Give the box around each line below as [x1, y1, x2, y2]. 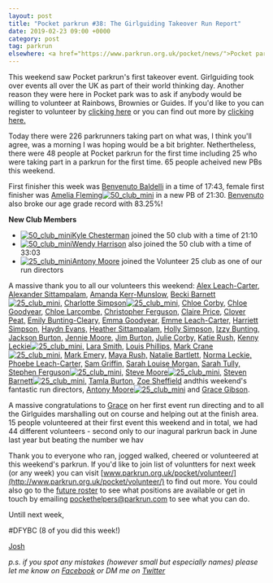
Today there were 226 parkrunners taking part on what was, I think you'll [8, 131, 252, 141]
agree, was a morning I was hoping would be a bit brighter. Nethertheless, [8, 140, 257, 149]
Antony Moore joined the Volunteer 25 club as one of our [71, 256, 262, 265]
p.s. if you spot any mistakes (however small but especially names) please [8, 557, 258, 567]
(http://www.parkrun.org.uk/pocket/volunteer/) [8, 477, 165, 486]
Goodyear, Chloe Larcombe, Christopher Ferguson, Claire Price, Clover [8, 307, 246, 316]
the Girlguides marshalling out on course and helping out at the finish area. [8, 409, 258, 419]
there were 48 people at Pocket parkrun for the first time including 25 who [8, 148, 258, 158]
